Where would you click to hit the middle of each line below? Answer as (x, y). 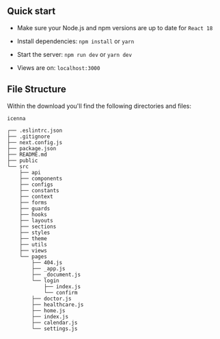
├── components (41, 178)
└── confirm (60, 292)
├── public (23, 161)
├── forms (33, 202)
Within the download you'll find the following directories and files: (99, 106)
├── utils (33, 244)
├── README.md (27, 154)
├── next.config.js (35, 142)
